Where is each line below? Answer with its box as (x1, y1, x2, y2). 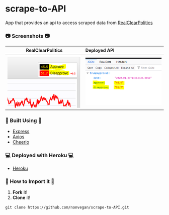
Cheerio (12, 139, 29, 145)
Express (12, 129, 30, 135)
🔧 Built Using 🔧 (5, 117, 42, 124)
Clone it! (12, 194, 31, 200)
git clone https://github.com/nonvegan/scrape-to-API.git (5, 204, 129, 210)
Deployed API (85, 47, 115, 53)
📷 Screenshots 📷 (5, 32, 50, 39)
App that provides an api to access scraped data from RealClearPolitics (5, 20, 153, 26)
